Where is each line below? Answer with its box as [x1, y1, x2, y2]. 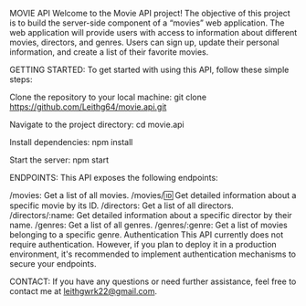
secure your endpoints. [9, 259, 97, 269]
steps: [9, 74, 33, 85]
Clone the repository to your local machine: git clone [9, 91, 207, 102]
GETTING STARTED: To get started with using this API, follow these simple [9, 64, 290, 75]
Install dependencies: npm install [9, 137, 133, 147]
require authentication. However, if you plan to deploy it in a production [9, 239, 277, 249]
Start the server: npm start [9, 154, 110, 165]
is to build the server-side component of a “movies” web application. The [9, 17, 285, 28]
